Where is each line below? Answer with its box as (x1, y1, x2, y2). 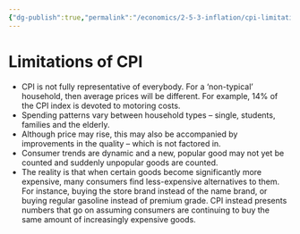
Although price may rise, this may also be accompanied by (21, 129, 238, 139)
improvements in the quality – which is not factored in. (21, 138, 221, 148)
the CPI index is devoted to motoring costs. (21, 100, 181, 111)
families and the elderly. (21, 119, 110, 130)
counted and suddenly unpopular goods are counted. (21, 157, 219, 168)
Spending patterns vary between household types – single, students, (21, 109, 276, 121)
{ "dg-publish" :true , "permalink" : (8, 13, 133, 22)
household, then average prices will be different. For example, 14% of (21, 90, 279, 101)
